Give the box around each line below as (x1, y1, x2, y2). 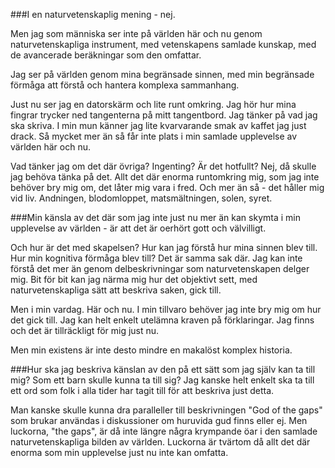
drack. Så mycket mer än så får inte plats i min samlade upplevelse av (10, 130, 298, 142)
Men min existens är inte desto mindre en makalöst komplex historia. (10, 344, 293, 356)
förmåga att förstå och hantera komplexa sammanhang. (10, 79, 240, 91)
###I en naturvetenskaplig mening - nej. (10, 9, 176, 20)
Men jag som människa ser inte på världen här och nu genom (10, 28, 263, 39)
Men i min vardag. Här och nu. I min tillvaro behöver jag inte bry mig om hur (10, 304, 322, 315)
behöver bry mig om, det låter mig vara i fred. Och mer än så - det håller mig (10, 182, 325, 193)
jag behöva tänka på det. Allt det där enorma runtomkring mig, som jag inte (10, 171, 320, 183)
